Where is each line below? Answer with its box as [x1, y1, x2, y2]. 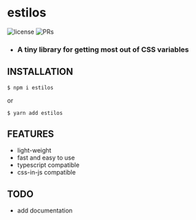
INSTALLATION [7, 66, 74, 78]
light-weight [17, 146, 52, 155]
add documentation [17, 206, 73, 214]
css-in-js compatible [17, 168, 76, 177]
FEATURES [7, 129, 54, 140]
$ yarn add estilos [7, 109, 63, 116]
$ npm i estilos [7, 84, 54, 91]
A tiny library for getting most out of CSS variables [17, 45, 189, 54]
